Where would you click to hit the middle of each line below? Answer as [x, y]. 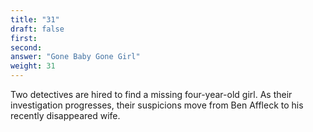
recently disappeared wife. [65, 115]
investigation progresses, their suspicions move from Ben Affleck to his [157, 105]
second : [26, 47]
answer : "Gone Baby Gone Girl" [75, 57]
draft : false [37, 29]
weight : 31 [33, 66]
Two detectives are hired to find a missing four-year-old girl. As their [151, 94]
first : [24, 38]
